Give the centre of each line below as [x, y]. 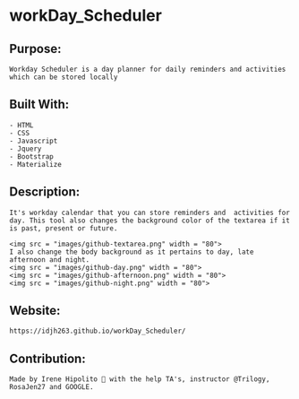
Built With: [39, 104]
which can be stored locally [64, 77]
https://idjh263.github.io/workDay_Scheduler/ [98, 331]
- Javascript [34, 141]
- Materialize [36, 164]
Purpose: [35, 49]
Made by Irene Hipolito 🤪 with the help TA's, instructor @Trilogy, [140, 379]
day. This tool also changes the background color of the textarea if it [150, 221]
